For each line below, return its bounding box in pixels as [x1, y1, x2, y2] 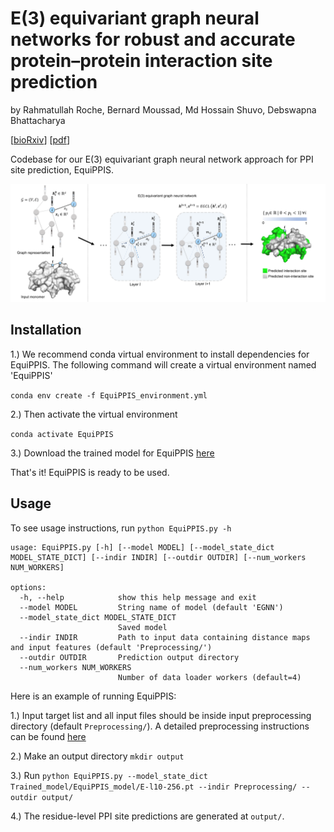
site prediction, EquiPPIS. [10, 163, 114, 176]
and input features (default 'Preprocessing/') [10, 642, 213, 652]
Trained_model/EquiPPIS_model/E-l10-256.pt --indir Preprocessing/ [10, 782, 298, 792]
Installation [10, 322, 82, 339]
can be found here [10, 730, 87, 742]
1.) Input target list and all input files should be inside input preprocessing [10, 709, 312, 721]
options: [10, 582, 47, 592]
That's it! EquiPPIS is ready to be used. [10, 466, 170, 478]
